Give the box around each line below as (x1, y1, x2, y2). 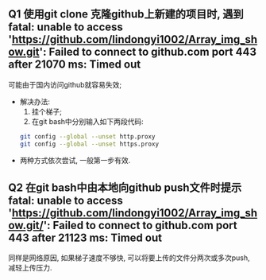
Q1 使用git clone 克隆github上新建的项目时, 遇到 (8, 7, 244, 21)
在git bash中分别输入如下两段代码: (31, 116, 145, 126)
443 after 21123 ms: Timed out (8, 231, 163, 244)
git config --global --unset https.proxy (19, 140, 160, 148)
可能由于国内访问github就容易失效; (8, 80, 121, 89)
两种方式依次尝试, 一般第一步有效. (19, 155, 131, 165)
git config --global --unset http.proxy (19, 132, 156, 141)
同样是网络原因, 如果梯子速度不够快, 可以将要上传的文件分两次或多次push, (8, 253, 250, 262)
